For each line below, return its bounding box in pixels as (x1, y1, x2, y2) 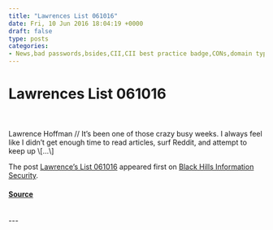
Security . (8, 170, 39, 180)
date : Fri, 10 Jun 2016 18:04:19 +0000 (8, 20, 144, 28)
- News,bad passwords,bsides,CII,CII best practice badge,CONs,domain (8, 50, 253, 58)
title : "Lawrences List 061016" (8, 11, 118, 20)
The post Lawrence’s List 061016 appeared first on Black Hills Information (8, 162, 254, 171)
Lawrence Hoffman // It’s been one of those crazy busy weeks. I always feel (8, 128, 262, 138)
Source (8, 189, 34, 199)
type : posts (8, 34, 49, 43)
